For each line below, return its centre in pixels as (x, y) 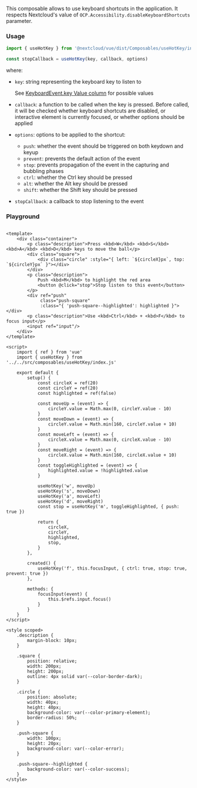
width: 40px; (43, 703)
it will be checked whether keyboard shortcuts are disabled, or (90, 111)
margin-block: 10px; (52, 641)
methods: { (40, 589)
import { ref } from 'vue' (50, 353)
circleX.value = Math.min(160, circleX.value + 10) (112, 455)
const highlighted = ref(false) (77, 394)
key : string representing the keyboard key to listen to (78, 82)
